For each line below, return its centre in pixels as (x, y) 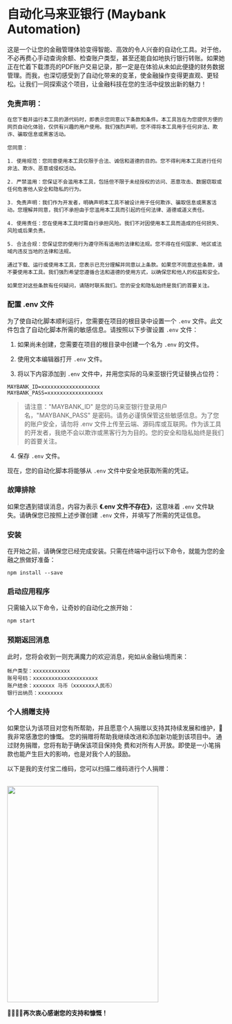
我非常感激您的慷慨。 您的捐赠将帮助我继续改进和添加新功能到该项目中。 (111, 736)
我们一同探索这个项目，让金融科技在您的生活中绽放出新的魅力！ (116, 84)
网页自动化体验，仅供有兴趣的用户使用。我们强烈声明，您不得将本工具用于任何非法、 (110, 127)
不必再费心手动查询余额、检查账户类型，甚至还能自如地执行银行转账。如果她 (116, 58)
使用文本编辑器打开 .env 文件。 (61, 359)
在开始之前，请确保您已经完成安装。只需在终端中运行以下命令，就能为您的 (113, 551)
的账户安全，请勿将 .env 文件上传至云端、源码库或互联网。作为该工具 (123, 423)
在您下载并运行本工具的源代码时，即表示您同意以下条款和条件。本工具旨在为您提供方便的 (115, 120)
